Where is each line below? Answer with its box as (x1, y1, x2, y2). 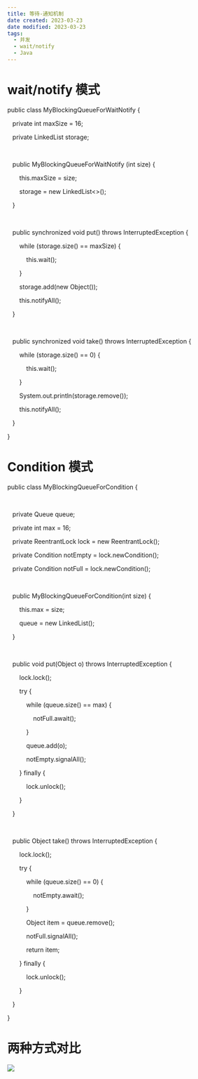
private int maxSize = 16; (12, 119, 84, 127)
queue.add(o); (26, 741, 68, 750)
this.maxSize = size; (19, 174, 77, 182)
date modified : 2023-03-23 (7, 23, 86, 30)
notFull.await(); (33, 714, 76, 722)
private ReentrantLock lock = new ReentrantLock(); (12, 537, 160, 545)
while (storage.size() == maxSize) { (19, 242, 121, 250)
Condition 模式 (7, 459, 93, 475)
